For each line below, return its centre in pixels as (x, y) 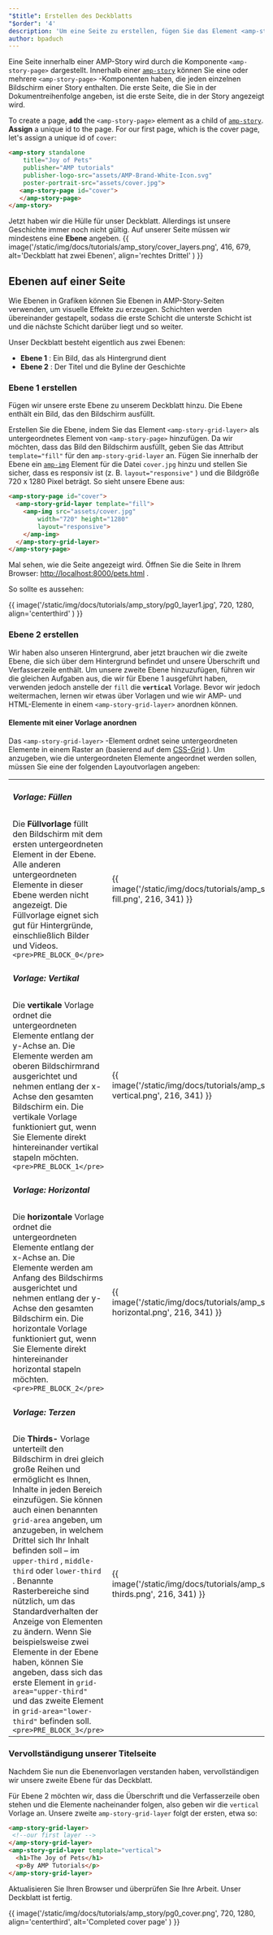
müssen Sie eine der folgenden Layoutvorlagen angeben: (104, 766)
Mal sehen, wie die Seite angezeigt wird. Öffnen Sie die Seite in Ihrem (125, 565)
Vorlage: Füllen (43, 797)
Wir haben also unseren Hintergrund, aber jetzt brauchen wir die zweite (128, 652)
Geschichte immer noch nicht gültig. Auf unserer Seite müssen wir (119, 230)
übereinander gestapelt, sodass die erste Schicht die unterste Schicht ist (130, 318)
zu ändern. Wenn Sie (52, 1632)
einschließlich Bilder (51, 935)
